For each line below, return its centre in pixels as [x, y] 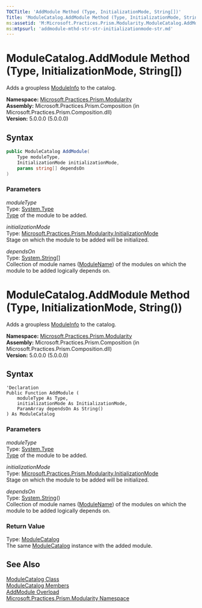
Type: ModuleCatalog [33, 539]
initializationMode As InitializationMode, [72, 404]
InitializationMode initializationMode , [68, 163]
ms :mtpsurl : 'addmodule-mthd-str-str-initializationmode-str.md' [90, 29]
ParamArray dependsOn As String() [60, 409]
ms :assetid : [21, 23]
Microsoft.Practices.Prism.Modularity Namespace [68, 598]
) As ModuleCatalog [31, 414]
